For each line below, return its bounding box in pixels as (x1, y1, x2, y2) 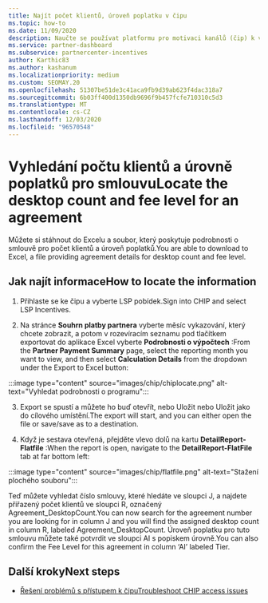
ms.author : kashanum (8, 64, 77, 72)
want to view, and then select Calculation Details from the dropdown (19, 354, 247, 363)
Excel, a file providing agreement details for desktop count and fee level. (8, 252, 246, 261)
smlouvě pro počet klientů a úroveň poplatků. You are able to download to (8, 243, 249, 252)
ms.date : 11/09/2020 (8, 26, 77, 34)
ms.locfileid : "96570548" (8, 123, 94, 131)
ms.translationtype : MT (8, 101, 88, 109)
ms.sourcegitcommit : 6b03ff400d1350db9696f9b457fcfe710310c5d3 (8, 93, 223, 101)
